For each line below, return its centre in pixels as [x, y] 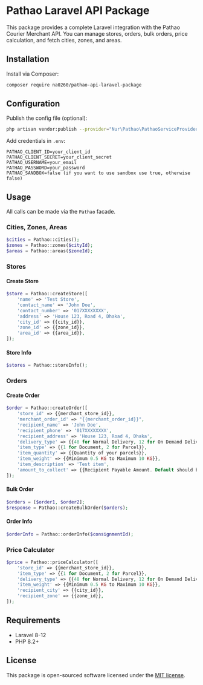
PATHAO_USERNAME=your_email [42, 163]
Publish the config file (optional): [47, 118]
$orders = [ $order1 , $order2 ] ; [46, 502]
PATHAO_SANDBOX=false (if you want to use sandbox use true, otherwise [98, 173]
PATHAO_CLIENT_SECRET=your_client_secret [59, 157]
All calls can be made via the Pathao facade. [61, 212]
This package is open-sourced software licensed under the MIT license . [96, 675]
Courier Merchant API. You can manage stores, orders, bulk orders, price [97, 33]
